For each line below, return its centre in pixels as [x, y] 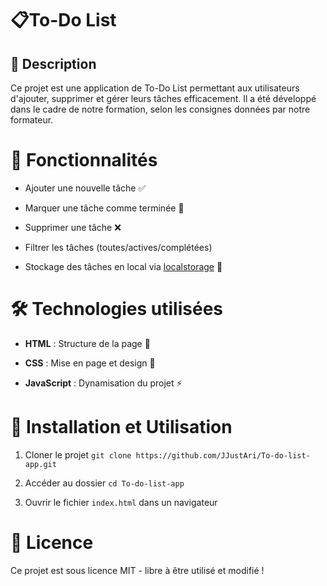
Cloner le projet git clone [78, 454]
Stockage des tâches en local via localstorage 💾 [123, 266]
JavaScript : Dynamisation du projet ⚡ [103, 383]
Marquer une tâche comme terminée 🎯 [104, 208]
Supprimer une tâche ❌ [73, 227]
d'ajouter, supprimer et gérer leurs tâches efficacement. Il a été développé [163, 98]
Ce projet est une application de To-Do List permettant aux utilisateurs [155, 88]
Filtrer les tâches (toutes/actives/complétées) [118, 247]
